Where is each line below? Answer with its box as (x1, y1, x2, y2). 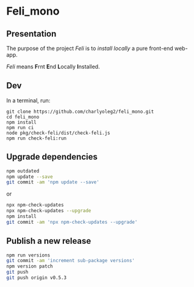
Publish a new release (6, 236, 92, 246)
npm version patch (6, 263, 53, 269)
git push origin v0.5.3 (6, 275, 67, 281)
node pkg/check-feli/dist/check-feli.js (6, 130, 111, 136)
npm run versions (6, 252, 51, 258)
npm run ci (6, 124, 34, 130)
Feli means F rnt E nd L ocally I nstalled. (6, 63, 100, 70)
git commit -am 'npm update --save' (6, 179, 99, 185)
